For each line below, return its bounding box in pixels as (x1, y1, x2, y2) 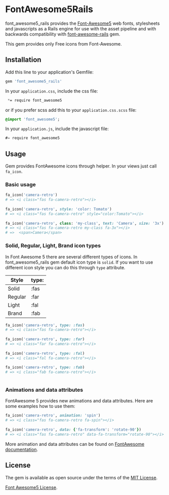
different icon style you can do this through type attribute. (5, 264, 125, 270)
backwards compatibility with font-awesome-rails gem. (5, 31, 120, 37)
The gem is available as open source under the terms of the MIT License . (5, 474, 158, 480)
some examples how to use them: (5, 403, 75, 409)
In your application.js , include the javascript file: (5, 126, 109, 132)
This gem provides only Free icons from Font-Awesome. (5, 40, 122, 47)
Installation (5, 56, 41, 64)
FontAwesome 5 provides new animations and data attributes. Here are (5, 398, 153, 404)
